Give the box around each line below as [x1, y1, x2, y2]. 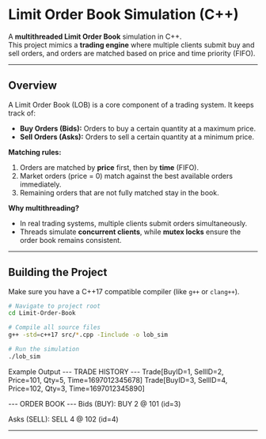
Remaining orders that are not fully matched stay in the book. [19, 187, 219, 197]
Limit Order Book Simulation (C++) [8, 6, 239, 24]
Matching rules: [8, 147, 62, 157]
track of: [8, 108, 36, 118]
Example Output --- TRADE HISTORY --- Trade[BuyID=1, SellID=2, [8, 366, 224, 377]
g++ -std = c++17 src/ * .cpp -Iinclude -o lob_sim [8, 331, 169, 339]
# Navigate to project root [8, 302, 101, 310]
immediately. [19, 180, 62, 189]
